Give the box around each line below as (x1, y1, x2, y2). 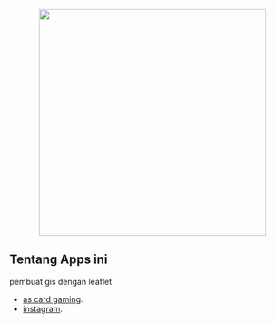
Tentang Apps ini (9, 252, 108, 268)
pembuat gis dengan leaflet (9, 276, 113, 287)
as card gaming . (22, 293, 83, 304)
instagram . (22, 303, 64, 314)
